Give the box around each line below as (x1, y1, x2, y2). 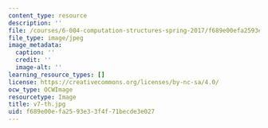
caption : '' (15, 48, 56, 56)
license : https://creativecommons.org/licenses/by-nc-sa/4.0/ (8, 78, 219, 86)
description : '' (8, 19, 62, 27)
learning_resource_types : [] (8, 71, 105, 79)
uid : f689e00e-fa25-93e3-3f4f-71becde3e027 (8, 108, 156, 116)
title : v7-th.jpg (8, 100, 66, 108)
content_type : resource (8, 11, 88, 20)
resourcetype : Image (8, 93, 77, 101)
